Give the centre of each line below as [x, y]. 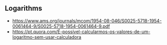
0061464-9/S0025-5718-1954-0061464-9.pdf [61, 26]
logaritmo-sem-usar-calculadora [47, 37]
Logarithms [24, 8]
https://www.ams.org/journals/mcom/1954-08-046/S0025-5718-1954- [87, 20]
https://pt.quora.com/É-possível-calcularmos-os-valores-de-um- [81, 31]
